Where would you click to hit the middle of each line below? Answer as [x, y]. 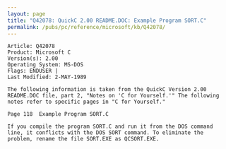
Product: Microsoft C [39, 53]
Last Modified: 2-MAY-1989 [47, 77]
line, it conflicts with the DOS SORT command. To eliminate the [105, 133]
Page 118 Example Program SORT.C [58, 114]
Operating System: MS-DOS [45, 65]
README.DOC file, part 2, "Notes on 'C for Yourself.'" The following [113, 96]
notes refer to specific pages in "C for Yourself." [87, 102]
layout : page [26, 14]
